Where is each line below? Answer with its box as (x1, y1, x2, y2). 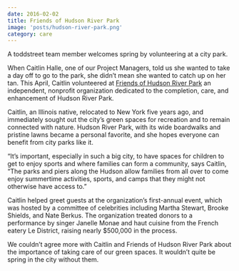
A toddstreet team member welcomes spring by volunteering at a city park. (7, 50, 228, 58)
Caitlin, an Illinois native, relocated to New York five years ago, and (7, 108, 204, 116)
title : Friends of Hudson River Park (7, 17, 120, 24)
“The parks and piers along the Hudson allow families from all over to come (7, 167, 229, 175)
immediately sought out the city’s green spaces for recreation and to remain (7, 116, 230, 124)
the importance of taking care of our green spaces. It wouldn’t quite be (7, 247, 216, 257)
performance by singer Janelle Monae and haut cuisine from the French (7, 219, 219, 227)
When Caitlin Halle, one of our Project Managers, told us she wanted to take (7, 63, 230, 72)
